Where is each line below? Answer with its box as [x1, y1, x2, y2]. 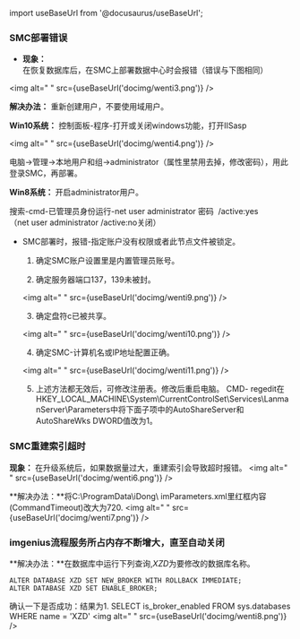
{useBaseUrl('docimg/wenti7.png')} [9, 512, 140, 522]
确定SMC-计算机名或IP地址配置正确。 [35, 347, 175, 358]
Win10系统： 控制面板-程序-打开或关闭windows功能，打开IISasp [9, 120, 247, 131]
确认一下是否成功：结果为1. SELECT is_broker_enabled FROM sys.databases [9, 600, 291, 611]
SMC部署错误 [9, 31, 68, 44]
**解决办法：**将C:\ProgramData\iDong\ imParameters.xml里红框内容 [9, 490, 267, 501]
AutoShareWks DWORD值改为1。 [35, 416, 159, 427]
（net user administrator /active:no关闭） [9, 217, 161, 228]
